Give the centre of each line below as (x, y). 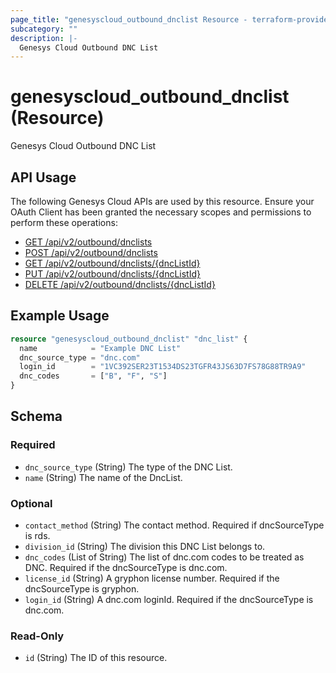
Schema (36, 416)
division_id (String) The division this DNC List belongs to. (145, 547)
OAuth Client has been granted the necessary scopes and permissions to (161, 212)
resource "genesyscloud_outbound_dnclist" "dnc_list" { (129, 339)
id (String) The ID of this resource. (96, 658)
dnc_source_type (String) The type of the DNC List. (128, 467)
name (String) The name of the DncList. (103, 477)
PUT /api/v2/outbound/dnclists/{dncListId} (113, 274)
